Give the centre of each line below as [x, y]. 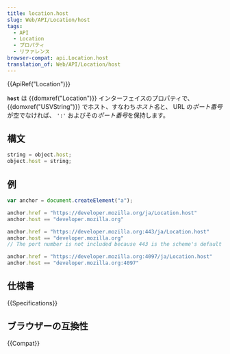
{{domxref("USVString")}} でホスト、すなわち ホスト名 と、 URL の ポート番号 [115, 106]
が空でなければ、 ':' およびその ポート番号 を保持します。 [88, 115]
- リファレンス [31, 52]
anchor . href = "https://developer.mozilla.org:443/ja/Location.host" [108, 231]
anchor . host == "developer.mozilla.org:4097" [73, 263]
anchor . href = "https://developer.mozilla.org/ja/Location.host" [102, 213]
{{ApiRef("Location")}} [39, 84]
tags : [15, 26]
